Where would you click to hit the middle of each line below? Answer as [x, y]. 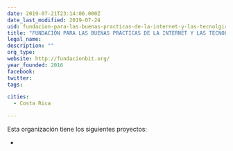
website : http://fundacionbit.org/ [59, 59]
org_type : [21, 53]
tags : [15, 85]
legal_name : [24, 39]
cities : [18, 97]
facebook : [21, 71]
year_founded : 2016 [35, 65]
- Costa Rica [32, 104]
